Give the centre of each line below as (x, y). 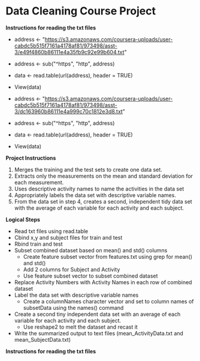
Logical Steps (23, 219)
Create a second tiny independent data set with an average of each (97, 314)
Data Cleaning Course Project (81, 11)
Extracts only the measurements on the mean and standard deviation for (103, 176)
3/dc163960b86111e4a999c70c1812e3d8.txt (69, 111)
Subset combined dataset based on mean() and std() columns (91, 250)
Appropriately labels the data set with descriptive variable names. (95, 195)
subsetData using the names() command (73, 308)
